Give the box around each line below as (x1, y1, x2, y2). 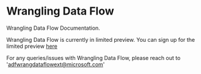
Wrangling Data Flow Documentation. (6, 24, 101, 32)
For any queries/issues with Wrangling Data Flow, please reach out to (6, 54, 181, 61)
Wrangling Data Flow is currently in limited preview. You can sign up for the (6, 36, 196, 43)
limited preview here (6, 42, 58, 50)
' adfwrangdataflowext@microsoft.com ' (6, 61, 105, 68)
